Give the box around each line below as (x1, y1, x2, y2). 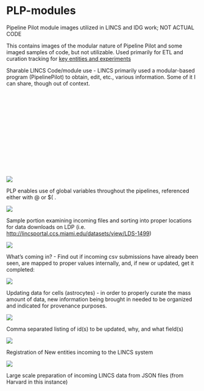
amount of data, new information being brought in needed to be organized (6, 295, 192, 303)
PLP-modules (6, 4, 76, 18)
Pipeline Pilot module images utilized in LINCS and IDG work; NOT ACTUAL (6, 24, 195, 31)
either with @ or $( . (6, 193, 57, 201)
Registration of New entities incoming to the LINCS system (6, 348, 153, 356)
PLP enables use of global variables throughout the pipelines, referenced (6, 187, 189, 194)
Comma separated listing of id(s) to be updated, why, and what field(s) (6, 325, 184, 333)
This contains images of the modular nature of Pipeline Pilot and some (6, 42, 183, 49)
